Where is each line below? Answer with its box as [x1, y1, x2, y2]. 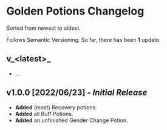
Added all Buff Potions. [15, 110, 73, 117]
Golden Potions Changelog [6, 4, 145, 18]
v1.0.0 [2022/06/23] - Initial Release [6, 87, 148, 98]
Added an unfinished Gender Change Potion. [15, 117, 128, 124]
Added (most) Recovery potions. [15, 103, 97, 111]
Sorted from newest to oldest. [6, 24, 81, 32]
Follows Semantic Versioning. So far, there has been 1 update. [6, 36, 161, 43]
